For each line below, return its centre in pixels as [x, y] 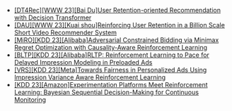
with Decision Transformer [53, 18]
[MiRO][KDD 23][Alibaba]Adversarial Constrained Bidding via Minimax [116, 40]
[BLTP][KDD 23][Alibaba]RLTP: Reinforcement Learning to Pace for [112, 55]
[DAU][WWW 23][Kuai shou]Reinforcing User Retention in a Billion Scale [119, 25]
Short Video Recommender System [65, 32]
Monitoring [30, 100]
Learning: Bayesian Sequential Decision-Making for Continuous [106, 92]
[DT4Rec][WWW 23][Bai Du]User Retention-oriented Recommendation [117, 10]
